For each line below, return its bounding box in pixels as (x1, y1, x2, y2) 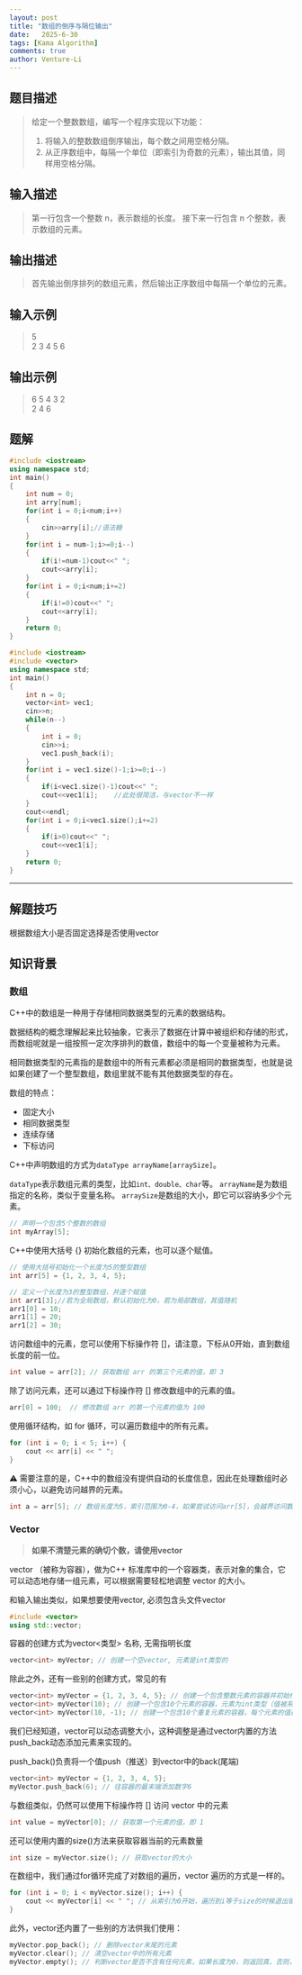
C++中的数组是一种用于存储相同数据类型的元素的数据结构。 (9, 1008, 231, 1019)
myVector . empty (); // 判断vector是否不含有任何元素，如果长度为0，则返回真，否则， (9, 1957, 297, 1966)
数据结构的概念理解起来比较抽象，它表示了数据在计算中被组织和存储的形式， (9, 1027, 293, 1037)
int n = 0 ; (25, 690, 67, 699)
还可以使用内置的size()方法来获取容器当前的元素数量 (9, 1835, 204, 1846)
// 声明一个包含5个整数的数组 (9, 1219, 106, 1228)
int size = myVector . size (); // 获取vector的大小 (9, 1853, 192, 1862)
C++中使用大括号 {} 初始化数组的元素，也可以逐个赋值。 (9, 1245, 218, 1255)
